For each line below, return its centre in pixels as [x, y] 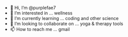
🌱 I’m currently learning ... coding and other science [64, 18]
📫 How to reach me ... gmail [40, 29]
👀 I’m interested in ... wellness [41, 13]
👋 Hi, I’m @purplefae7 [33, 8]
